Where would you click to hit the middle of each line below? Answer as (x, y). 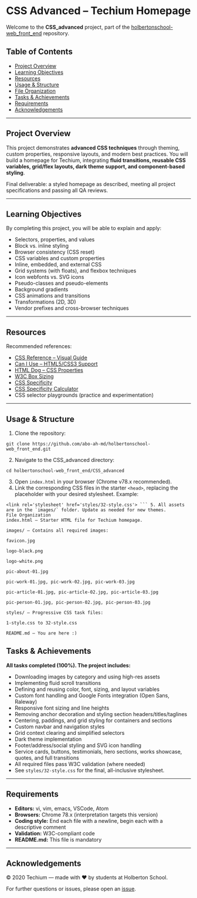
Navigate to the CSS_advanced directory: (64, 460)
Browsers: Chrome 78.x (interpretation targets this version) (86, 815)
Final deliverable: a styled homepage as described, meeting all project (91, 184)
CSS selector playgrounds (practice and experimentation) (84, 395)
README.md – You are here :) (42, 633)
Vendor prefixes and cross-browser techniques (72, 308)
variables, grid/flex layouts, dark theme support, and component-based (96, 166)
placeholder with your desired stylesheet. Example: (77, 494)
